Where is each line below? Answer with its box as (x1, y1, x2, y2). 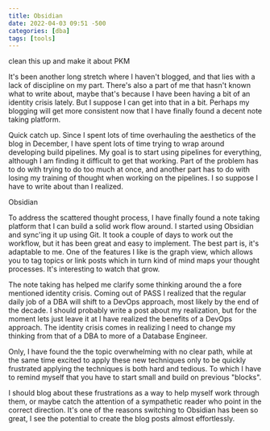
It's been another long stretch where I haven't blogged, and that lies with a (8, 72, 255, 81)
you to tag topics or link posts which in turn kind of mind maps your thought (8, 255, 260, 266)
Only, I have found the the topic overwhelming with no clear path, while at (8, 347, 253, 357)
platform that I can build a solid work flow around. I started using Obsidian (8, 222, 254, 231)
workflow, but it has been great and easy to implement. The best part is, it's (8, 238, 260, 248)
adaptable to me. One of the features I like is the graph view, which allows (8, 247, 254, 257)
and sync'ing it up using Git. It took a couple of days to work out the (8, 230, 234, 240)
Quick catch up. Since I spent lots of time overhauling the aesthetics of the (8, 131, 256, 140)
